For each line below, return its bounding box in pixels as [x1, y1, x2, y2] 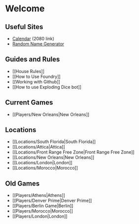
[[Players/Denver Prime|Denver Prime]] [12, 198, 92, 204]
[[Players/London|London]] [12, 213, 68, 220]
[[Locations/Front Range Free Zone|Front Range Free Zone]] [12, 149, 135, 155]
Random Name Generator [12, 41, 65, 47]
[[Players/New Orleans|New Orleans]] [12, 112, 90, 117]
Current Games [5, 98, 53, 107]
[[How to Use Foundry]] [12, 74, 61, 79]
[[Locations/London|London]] [12, 160, 72, 166]
